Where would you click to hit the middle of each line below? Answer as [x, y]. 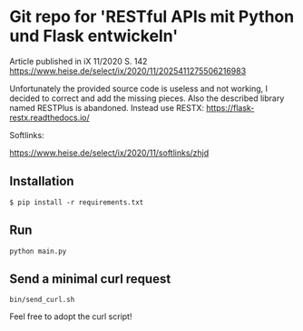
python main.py [38, 251]
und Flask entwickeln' [94, 36]
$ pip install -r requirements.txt [77, 202]
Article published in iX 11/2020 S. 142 [78, 61]
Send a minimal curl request [90, 279]
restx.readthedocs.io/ [50, 117]
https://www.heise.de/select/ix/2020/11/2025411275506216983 [128, 71]
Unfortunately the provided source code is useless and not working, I [139, 88]
